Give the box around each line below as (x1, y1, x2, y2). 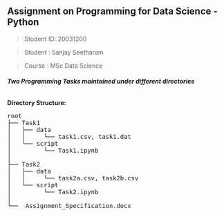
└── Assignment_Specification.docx (7, 202, 131, 210)
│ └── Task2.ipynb (7, 188, 99, 196)
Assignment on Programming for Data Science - (7, 6, 218, 17)
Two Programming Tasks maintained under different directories (7, 77, 195, 86)
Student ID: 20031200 (24, 35, 87, 43)
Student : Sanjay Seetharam (24, 48, 104, 56)
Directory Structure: (7, 99, 67, 107)
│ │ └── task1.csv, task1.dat (7, 133, 131, 141)
